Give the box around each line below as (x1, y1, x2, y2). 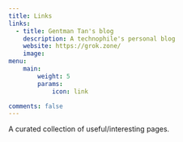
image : (23, 49, 45, 58)
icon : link (51, 87, 89, 96)
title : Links (8, 11, 53, 20)
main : (23, 65, 42, 73)
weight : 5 (37, 72, 70, 80)
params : (37, 80, 63, 88)
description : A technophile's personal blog (23, 34, 176, 43)
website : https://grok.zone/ (23, 42, 121, 50)
